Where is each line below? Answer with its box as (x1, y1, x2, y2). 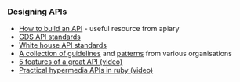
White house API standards (18, 41, 107, 50)
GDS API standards (18, 32, 82, 41)
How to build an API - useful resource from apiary (18, 24, 180, 34)
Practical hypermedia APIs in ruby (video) (18, 66, 154, 75)
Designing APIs (7, 6, 67, 17)
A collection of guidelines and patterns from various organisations (18, 49, 232, 59)
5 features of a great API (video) (18, 57, 123, 66)
